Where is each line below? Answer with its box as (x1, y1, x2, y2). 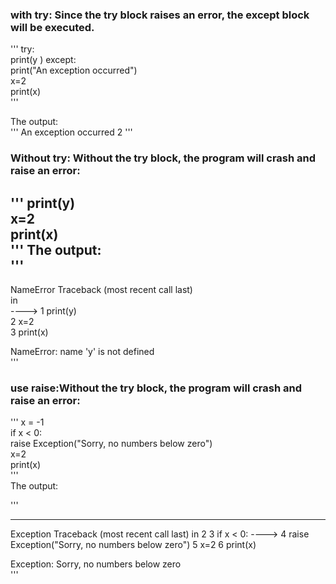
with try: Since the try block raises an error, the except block (10, 8, 310, 22)
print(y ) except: (10, 54, 77, 66)
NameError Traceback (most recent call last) (10, 284, 193, 296)
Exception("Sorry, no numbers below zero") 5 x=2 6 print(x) (10, 539, 257, 551)
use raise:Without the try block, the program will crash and (10, 381, 302, 395)
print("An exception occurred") (10, 64, 138, 77)
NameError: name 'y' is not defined (10, 346, 155, 358)
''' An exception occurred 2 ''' (10, 126, 133, 138)
